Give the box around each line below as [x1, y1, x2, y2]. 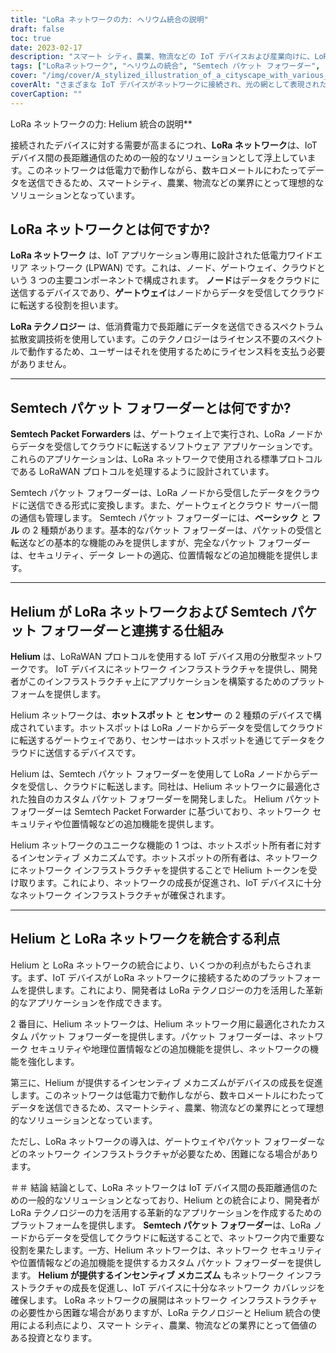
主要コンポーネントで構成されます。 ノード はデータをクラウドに [55, 274, 321, 286]
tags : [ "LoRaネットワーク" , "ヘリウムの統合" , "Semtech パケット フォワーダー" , [10, 61, 321, 71]
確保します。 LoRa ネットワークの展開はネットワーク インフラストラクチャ [10, 1294, 318, 1306]
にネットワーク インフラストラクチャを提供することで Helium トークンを [10, 864, 309, 876]
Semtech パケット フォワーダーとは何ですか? [10, 399, 292, 416]
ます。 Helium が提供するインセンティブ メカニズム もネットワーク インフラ [10, 1269, 322, 1281]
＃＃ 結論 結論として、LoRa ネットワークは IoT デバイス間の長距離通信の [10, 1181, 310, 1193]
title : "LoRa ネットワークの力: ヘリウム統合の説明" [10, 14, 209, 25]
